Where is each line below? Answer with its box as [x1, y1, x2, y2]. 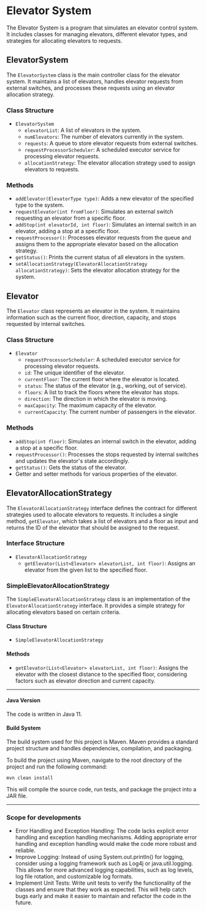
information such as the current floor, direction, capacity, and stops [6, 314, 177, 321]
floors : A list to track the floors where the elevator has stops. [24, 389, 180, 396]
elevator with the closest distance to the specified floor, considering [15, 670, 188, 678]
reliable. [15, 847, 36, 854]
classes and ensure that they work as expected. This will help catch [15, 886, 186, 893]
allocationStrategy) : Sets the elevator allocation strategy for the [15, 266, 180, 274]
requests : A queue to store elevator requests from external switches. [24, 139, 198, 147]
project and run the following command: [6, 762, 107, 770]
